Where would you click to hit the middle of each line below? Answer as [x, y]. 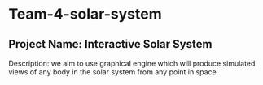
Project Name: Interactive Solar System [110, 44]
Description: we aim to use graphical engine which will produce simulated [132, 63]
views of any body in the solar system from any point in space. [114, 72]
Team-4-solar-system [85, 14]
